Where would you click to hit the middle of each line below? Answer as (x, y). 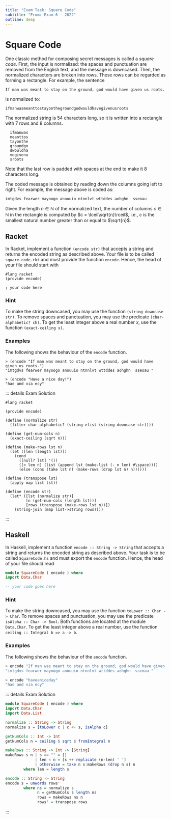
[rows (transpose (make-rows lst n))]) (68, 505)
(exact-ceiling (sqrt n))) (38, 438)
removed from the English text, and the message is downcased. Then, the (83, 70)
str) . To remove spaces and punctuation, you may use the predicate (77, 317)
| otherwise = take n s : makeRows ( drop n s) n (85, 765)
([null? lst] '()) (38, 460)
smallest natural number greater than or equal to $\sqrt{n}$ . (68, 221)
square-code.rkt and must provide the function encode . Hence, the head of (83, 260)
